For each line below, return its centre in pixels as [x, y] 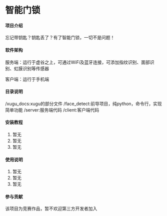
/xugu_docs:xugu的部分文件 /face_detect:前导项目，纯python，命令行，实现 [84, 103]
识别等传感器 [35, 68]
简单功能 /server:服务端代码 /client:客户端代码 [52, 110]
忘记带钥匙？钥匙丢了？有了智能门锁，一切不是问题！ [60, 38]
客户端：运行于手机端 [27, 79]
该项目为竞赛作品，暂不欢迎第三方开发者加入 [51, 208]
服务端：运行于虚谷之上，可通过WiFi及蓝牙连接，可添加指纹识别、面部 [77, 62]
